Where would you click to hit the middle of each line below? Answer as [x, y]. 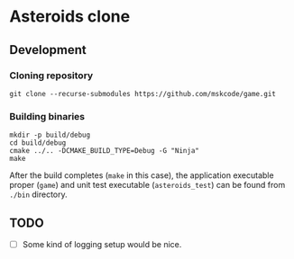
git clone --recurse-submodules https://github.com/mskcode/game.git [143, 94]
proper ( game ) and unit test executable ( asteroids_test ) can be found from [147, 185]
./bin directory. [38, 194]
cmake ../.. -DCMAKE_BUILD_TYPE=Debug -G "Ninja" [105, 151]
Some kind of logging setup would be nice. [102, 244]
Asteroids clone [70, 17]
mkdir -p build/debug [50, 135]
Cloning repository [51, 76]
